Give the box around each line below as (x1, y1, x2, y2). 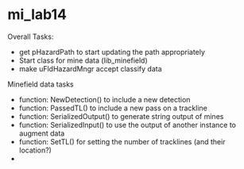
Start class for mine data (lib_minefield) (18, 56, 148, 65)
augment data (18, 129, 65, 138)
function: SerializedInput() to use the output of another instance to (18, 120, 236, 129)
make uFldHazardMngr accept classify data (18, 63, 162, 73)
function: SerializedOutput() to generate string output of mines (18, 111, 224, 121)
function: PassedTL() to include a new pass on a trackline (18, 103, 208, 113)
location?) (18, 145, 52, 155)
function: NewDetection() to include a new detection (18, 94, 191, 104)
